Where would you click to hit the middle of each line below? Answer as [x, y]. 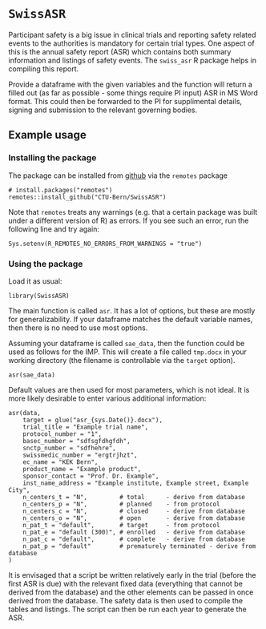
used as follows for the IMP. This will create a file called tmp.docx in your [127, 352]
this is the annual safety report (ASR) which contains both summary [120, 51]
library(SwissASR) [39, 296]
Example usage [47, 135]
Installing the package [52, 158]
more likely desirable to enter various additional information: [107, 398]
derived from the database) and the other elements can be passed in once [131, 592]
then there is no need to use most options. [78, 328]
